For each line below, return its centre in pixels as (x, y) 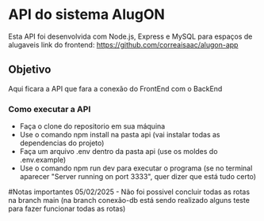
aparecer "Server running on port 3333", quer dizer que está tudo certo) (138, 177)
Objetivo (30, 70)
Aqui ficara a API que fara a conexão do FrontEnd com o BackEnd (115, 88)
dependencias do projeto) (62, 143)
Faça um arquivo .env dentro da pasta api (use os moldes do (119, 152)
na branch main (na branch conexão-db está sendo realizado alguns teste (129, 200)
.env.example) (43, 160)
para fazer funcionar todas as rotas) (67, 209)
